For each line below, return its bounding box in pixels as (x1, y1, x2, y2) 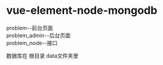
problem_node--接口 (6, 39, 58, 46)
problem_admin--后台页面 (6, 31, 71, 39)
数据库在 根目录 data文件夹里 (6, 52, 78, 59)
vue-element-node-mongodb (6, 4, 158, 17)
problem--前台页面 (6, 24, 53, 31)
